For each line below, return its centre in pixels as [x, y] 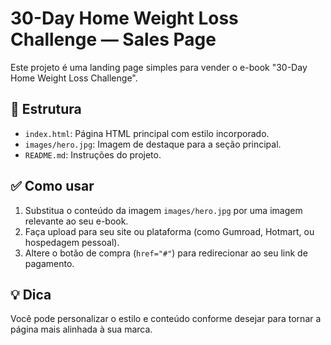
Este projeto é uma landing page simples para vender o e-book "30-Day [159, 67]
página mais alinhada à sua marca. [81, 329]
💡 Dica [31, 294]
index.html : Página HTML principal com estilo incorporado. [147, 133]
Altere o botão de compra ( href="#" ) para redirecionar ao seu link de [166, 253]
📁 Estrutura [46, 109]
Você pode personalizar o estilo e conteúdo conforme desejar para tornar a [166, 319]
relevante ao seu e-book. [76, 221]
